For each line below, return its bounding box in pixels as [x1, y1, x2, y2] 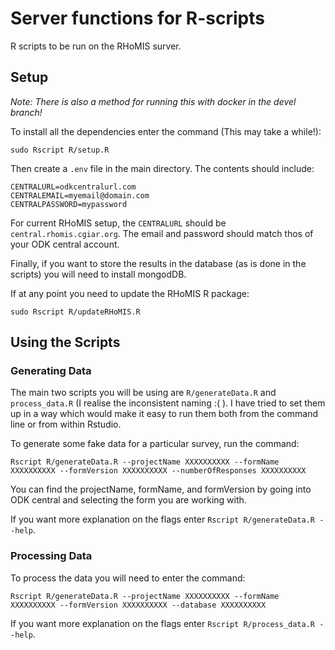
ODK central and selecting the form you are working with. [10, 494, 247, 506]
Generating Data [10, 364, 92, 378]
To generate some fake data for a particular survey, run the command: [10, 438, 300, 450]
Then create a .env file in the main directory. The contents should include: [10, 162, 315, 174]
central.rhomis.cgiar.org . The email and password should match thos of [10, 227, 314, 239]
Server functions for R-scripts [10, 7, 265, 30]
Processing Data [10, 549, 93, 563]
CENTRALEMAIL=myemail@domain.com [10, 190, 150, 201]
